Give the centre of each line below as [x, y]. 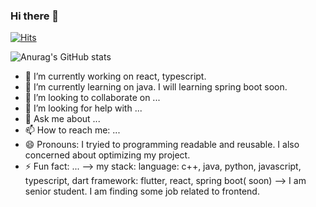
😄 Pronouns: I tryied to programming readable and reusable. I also [162, 145]
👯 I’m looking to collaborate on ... [92, 98]
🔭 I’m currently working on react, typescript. [115, 76]
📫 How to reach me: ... [72, 130]
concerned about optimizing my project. [107, 155]
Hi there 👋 [35, 16]
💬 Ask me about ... [62, 119]
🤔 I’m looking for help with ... [83, 108]
